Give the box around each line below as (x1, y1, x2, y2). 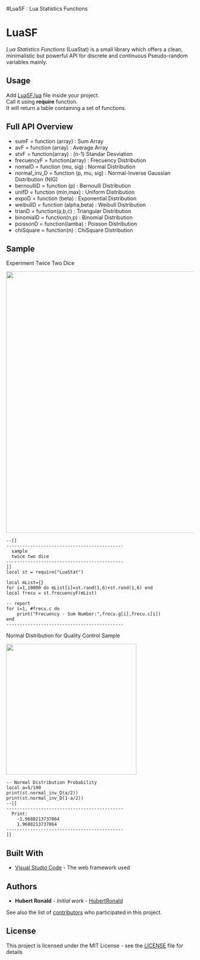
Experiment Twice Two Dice (6, 259, 75, 267)
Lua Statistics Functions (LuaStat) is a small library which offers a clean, (6, 45, 183, 53)
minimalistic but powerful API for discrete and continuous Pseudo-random (6, 52, 188, 59)
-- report (6, 601, 31, 607)
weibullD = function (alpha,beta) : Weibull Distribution (14, 201, 146, 208)
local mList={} (6, 580, 44, 586)
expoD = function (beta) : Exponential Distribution (14, 194, 137, 202)
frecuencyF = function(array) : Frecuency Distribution (14, 157, 146, 164)
